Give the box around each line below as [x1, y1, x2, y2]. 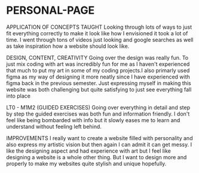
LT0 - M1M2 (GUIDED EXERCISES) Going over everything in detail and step [6, 104, 190, 111]
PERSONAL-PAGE [6, 4, 95, 17]
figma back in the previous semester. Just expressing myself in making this [6, 79, 191, 87]
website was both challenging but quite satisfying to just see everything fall [6, 86, 192, 93]
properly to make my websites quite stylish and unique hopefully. [6, 160, 167, 167]
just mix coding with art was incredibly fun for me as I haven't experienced [6, 60, 190, 68]
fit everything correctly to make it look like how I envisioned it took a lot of [6, 29, 188, 37]
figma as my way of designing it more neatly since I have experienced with [6, 73, 190, 80]
